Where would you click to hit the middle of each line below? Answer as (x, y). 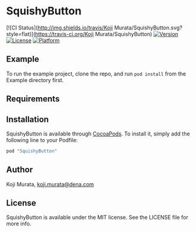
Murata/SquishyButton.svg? (148, 28)
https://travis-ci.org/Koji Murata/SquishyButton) (94, 34)
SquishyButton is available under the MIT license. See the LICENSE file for (97, 218)
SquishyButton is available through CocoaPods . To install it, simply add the (98, 134)
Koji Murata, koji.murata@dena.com (50, 184)
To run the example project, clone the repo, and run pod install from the (96, 74)
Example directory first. (35, 80)
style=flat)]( (21, 34)
